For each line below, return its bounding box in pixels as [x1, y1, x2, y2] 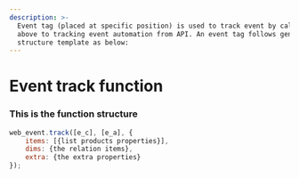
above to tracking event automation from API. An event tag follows [17, 29, 277, 38]
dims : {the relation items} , [25, 144, 133, 154]
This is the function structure [9, 108, 138, 120]
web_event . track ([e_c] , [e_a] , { [9, 128, 133, 137]
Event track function [9, 77, 164, 96]
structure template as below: [17, 37, 129, 47]
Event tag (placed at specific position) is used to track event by [17, 21, 277, 30]
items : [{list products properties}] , [25, 136, 169, 145]
